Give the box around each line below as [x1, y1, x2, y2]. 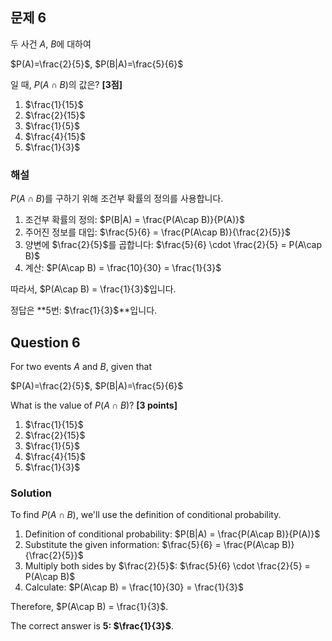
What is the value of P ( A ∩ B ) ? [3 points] [10, 399, 178, 411]
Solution [10, 486, 53, 500]
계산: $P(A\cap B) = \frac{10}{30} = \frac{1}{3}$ [24, 262, 222, 274]
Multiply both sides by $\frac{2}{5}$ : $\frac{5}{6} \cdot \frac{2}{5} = [24, 560, 311, 572]
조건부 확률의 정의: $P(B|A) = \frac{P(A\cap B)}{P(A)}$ [24, 214, 246, 226]
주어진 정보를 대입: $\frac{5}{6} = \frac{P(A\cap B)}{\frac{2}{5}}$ [24, 226, 291, 238]
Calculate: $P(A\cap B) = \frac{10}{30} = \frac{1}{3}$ [24, 581, 245, 593]
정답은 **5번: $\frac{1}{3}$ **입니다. [10, 304, 158, 317]
